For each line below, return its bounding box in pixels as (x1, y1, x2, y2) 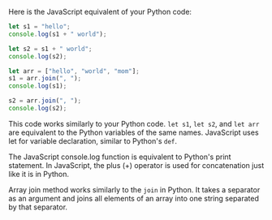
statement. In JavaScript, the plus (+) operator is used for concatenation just (8, 160, 265, 170)
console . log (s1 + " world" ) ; (8, 30, 107, 38)
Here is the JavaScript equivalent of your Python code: (8, 7, 192, 16)
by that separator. (8, 202, 67, 212)
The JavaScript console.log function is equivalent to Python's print (8, 152, 231, 162)
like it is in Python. (8, 169, 70, 179)
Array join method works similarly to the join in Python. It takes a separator (8, 184, 261, 194)
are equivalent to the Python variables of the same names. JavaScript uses (8, 127, 259, 137)
